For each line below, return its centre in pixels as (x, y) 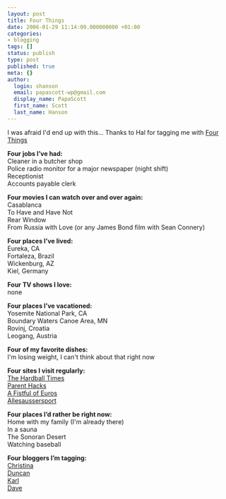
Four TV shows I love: (40, 284)
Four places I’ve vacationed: (50, 306)
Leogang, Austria (32, 335)
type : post (23, 60)
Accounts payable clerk (42, 184)
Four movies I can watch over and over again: (75, 197)
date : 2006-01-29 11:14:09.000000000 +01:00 (74, 27)
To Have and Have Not (40, 212)
